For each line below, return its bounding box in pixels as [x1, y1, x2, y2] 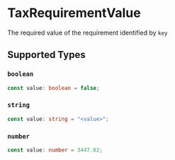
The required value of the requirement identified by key [7, 28, 168, 37]
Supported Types [7, 49, 86, 61]
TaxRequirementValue [7, 5, 141, 21]
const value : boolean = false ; [7, 84, 100, 91]
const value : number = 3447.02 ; [7, 147, 103, 154]
